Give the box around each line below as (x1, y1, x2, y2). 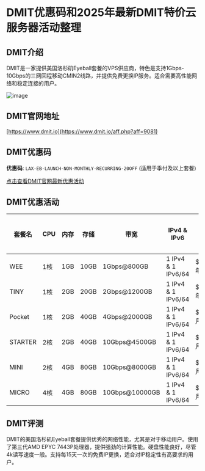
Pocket (9, 313, 29, 321)
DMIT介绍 (6, 47, 44, 57)
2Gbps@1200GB (103, 288, 153, 296)
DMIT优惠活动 (6, 197, 60, 208)
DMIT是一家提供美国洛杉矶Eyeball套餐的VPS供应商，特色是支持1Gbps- (6, 65, 184, 71)
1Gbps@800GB (103, 262, 148, 271)
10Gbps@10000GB (103, 389, 160, 397)
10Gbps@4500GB (103, 338, 157, 346)
